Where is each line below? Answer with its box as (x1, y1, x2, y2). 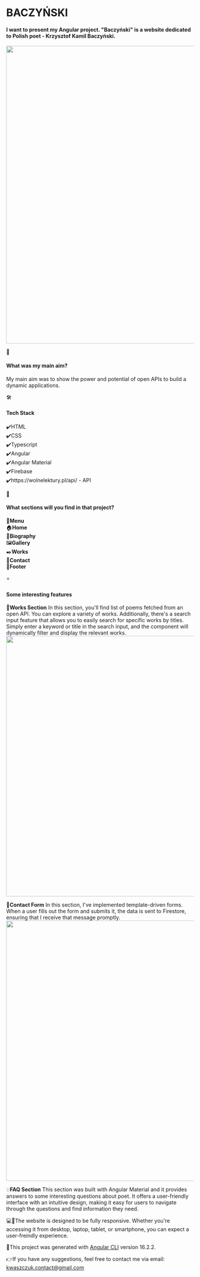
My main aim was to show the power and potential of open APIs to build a (6, 375, 186, 382)
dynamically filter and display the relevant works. (6, 629, 127, 636)
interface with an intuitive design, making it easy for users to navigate (6, 1199, 177, 1206)
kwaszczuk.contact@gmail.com (6, 1264, 85, 1271)
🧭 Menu (6, 517, 25, 524)
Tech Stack (6, 410, 35, 417)
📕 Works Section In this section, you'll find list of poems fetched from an (6, 604, 183, 611)
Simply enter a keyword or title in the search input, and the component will (6, 623, 189, 630)
